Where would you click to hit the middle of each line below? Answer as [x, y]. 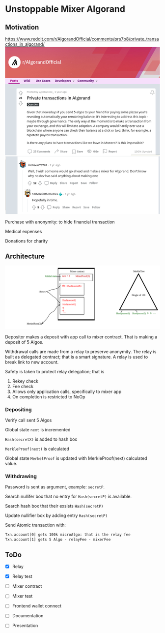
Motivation [22, 27]
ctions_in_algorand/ [25, 44]
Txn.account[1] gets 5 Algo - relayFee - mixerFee [58, 540]
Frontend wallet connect [37, 606]
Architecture [25, 256]
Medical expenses [24, 231]
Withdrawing [21, 476]
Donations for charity [27, 241]
